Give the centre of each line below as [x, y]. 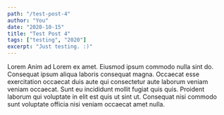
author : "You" [28, 20]
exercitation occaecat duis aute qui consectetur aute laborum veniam [108, 81]
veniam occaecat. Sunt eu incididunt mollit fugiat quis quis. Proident [106, 89]
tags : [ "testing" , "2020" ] [47, 40]
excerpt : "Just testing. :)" [50, 47]
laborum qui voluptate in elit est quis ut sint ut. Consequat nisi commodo [112, 97]
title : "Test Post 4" [39, 34]
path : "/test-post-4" [39, 14]
